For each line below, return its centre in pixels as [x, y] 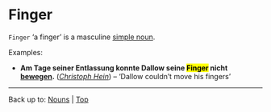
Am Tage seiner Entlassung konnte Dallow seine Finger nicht [124, 68]
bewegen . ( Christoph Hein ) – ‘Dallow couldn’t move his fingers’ [125, 76]
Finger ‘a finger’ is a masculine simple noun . [82, 37]
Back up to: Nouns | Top [48, 99]
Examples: [25, 52]
